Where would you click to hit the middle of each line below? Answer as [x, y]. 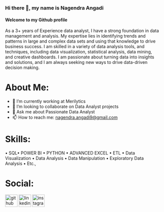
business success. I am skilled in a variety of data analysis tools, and [75, 47]
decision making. [22, 68]
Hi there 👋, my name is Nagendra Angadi [54, 8]
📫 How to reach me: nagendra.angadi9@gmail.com [65, 117]
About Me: [27, 87]
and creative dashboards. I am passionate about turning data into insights [80, 57]
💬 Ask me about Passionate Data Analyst [53, 112]
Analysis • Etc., [20, 163]
